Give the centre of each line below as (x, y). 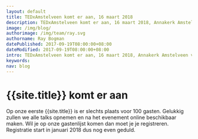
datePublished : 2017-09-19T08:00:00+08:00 (59, 45)
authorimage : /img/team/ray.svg (46, 33)
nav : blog (18, 66)
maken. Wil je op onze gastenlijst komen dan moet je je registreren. (88, 124)
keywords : (18, 60)
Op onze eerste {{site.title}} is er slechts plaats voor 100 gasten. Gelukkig (95, 111)
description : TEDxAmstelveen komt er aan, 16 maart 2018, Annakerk (91, 22)
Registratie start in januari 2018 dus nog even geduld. (71, 130)
